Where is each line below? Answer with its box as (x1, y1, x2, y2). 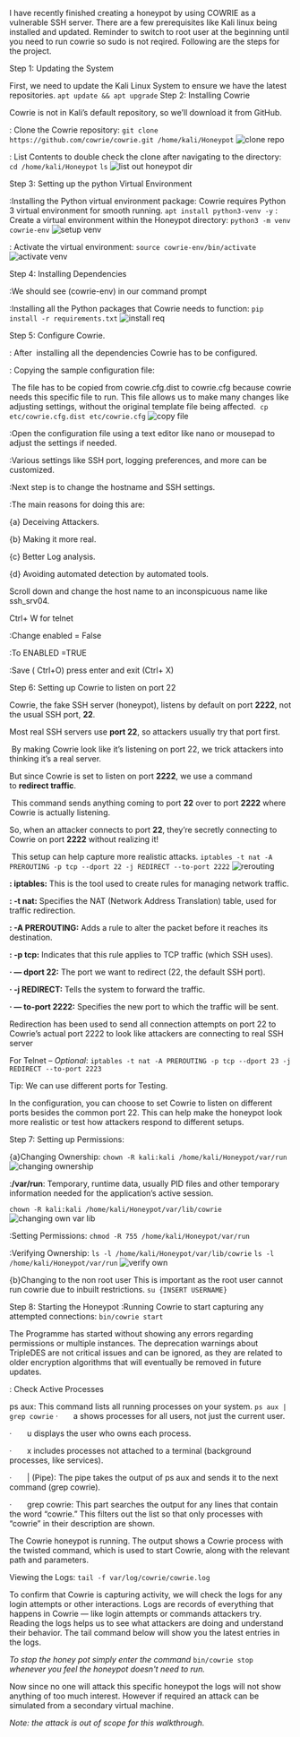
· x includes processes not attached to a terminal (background (9, 1446, 253, 1456)
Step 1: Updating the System (9, 63, 115, 73)
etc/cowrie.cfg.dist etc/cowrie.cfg (9, 412, 146, 421)
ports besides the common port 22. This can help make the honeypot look (9, 1107, 283, 1118)
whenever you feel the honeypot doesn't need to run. (9, 1664, 206, 1674)
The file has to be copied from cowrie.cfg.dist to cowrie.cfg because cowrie (11, 383, 292, 392)
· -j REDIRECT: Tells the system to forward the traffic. (9, 985, 206, 994)
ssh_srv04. (9, 596, 50, 606)
